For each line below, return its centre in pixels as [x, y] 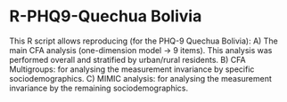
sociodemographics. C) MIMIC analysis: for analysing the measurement [140, 78]
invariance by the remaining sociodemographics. [99, 88]
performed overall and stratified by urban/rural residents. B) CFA [128, 59]
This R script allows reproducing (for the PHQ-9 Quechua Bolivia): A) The [143, 41]
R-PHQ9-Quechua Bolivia [106, 16]
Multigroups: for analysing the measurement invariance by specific [132, 69]
